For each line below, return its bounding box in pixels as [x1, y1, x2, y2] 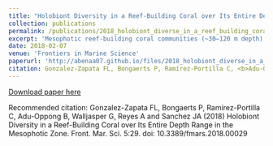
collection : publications [8, 19, 96, 28]
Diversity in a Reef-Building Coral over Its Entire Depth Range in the [8, 119, 234, 130]
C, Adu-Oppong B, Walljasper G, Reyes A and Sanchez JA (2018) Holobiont [8, 111, 260, 121]
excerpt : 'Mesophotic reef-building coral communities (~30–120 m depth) [8, 34, 264, 43]
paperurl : [8, 58, 42, 66]
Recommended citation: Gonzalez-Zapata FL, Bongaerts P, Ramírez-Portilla [8, 102, 261, 112]
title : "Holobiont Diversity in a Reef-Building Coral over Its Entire [8, 11, 256, 20]
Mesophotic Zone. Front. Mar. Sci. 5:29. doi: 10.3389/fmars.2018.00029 [8, 128, 248, 138]
